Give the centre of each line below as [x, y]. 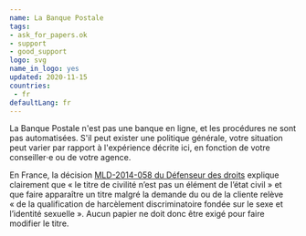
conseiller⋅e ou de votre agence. [70, 158]
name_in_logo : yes [44, 69]
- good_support [38, 52]
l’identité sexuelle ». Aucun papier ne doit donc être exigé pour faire [137, 214]
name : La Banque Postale [57, 18]
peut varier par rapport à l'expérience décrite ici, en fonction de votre [140, 148]
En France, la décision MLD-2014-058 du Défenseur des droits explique [145, 175]
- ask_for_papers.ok [49, 35]
